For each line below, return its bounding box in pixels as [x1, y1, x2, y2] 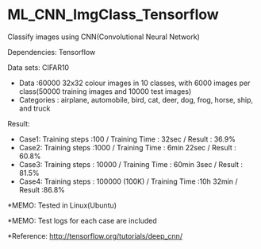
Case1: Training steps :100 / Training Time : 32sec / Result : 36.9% [18, 134, 236, 144]
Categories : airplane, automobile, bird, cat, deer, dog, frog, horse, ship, [18, 95, 253, 104]
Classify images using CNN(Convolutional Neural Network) [7, 32, 200, 41]
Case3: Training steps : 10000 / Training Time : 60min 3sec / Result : [18, 159, 244, 169]
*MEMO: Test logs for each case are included [7, 216, 157, 225]
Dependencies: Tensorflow [7, 47, 96, 56]
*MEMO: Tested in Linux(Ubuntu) [7, 200, 117, 210]
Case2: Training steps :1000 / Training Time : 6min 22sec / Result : [18, 142, 237, 152]
